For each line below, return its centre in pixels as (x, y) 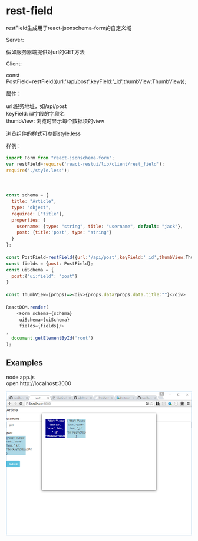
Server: (15, 40)
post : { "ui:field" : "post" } (44, 276)
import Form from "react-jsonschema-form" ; (60, 158)
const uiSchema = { (30, 270)
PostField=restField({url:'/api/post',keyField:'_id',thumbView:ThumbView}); (96, 81)
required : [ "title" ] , (38, 214)
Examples (24, 363)
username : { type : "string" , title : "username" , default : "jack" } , (100, 226)
